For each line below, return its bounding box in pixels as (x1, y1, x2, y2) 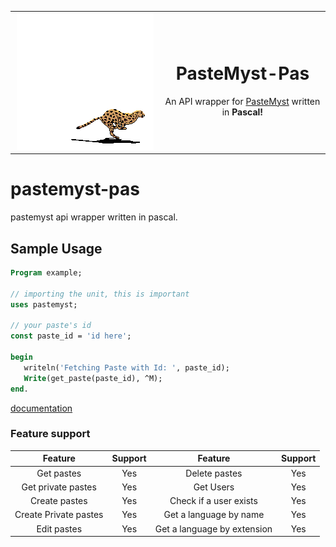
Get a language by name (163, 509, 265, 521)
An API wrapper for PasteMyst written (164, 95, 321, 107)
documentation (10, 402, 73, 414)
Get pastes (36, 467, 82, 479)
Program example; (10, 268, 83, 278)
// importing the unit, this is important (10, 289, 190, 299)
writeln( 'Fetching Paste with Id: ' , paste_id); (23, 362, 230, 373)
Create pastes (29, 495, 88, 507)
